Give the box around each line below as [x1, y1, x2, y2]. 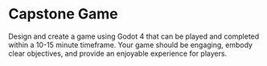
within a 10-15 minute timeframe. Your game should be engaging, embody [8, 39, 253, 49]
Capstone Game [8, 5, 118, 23]
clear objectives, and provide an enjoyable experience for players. [8, 48, 228, 58]
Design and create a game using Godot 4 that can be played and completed [8, 31, 260, 41]
